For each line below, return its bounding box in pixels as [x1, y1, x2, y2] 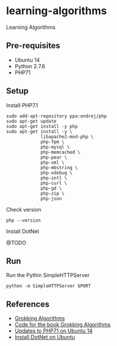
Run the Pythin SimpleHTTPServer [6, 272, 90, 279]
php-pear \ [40, 154, 67, 160]
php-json [40, 196, 62, 202]
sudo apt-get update [6, 118, 57, 124]
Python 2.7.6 [14, 62, 45, 70]
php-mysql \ [40, 144, 70, 150]
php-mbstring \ [40, 164, 78, 170]
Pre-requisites [6, 41, 60, 51]
